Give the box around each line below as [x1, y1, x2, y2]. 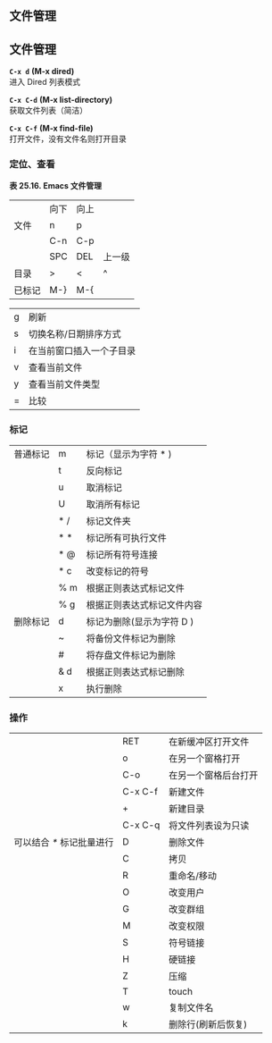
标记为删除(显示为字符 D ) [86, 615, 194, 627]
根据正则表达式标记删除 [86, 665, 185, 677]
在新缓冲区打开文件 [168, 736, 250, 748]
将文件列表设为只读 [168, 820, 250, 832]
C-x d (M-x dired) [9, 66, 75, 77]
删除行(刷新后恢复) [168, 1018, 248, 1030]
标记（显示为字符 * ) [86, 448, 172, 460]
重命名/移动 [168, 870, 217, 882]
